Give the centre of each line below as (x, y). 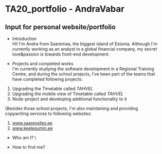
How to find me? (28, 147)
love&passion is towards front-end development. (61, 54)
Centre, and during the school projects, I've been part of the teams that (83, 74)
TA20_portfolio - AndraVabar (65, 9)
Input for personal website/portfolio (60, 27)
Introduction (24, 38)
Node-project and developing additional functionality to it (70, 99)
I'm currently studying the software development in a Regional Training (83, 69)
